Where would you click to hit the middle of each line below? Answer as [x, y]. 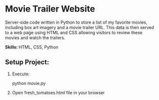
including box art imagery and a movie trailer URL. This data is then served [79, 27]
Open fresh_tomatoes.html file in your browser [58, 92]
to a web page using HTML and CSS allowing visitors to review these [74, 32]
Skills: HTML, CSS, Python [32, 47]
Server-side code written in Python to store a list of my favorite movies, [76, 22]
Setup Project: [27, 62]
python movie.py [29, 83]
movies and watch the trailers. [35, 38]
